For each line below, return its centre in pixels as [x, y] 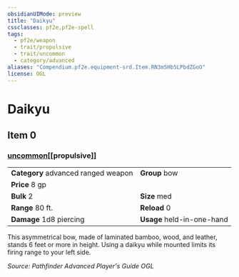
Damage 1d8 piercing [48, 220]
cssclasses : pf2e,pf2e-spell [51, 27]
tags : [15, 34]
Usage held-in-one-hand [184, 220]
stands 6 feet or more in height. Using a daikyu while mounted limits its [112, 245]
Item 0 [22, 135]
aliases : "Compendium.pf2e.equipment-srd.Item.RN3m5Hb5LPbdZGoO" [106, 67]
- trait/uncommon [40, 54]
